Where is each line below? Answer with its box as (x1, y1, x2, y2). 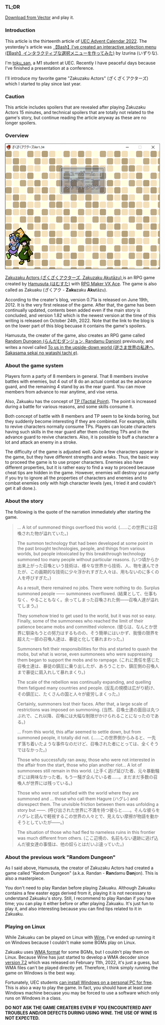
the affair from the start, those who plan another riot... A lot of (17, 762, 142, 768)
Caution (5, 93, 25, 100)
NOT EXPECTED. (5, 1015, 40, 1021)
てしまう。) (17, 603, 38, 609)
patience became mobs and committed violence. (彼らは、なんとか (17, 624, 153, 629)
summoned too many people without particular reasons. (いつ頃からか (17, 556, 160, 562)
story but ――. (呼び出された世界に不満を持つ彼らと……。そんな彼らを (17, 807, 160, 813)
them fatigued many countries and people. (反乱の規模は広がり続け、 (17, 684, 158, 691)
